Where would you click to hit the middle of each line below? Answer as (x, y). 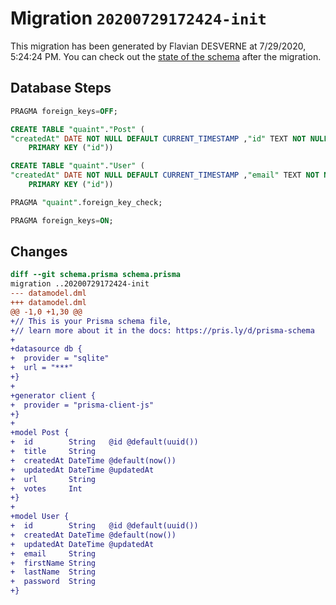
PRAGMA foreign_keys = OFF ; (64, 111)
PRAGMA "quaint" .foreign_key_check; (86, 202)
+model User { (40, 517)
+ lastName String (53, 572)
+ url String (53, 479)
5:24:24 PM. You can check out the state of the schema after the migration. (166, 56)
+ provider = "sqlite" (60, 358)
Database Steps (61, 88)
